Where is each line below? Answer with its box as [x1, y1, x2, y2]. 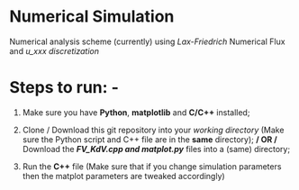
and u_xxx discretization [9, 45, 99, 56]
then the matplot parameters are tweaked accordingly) [22, 170, 225, 181]
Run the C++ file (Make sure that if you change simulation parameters [22, 160, 282, 172]
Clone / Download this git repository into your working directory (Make [22, 124, 285, 135]
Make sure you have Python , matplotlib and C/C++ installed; [22, 106, 250, 118]
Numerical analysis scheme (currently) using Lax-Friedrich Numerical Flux [9, 36, 285, 47]
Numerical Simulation [9, 6, 175, 27]
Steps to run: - [9, 77, 120, 98]
